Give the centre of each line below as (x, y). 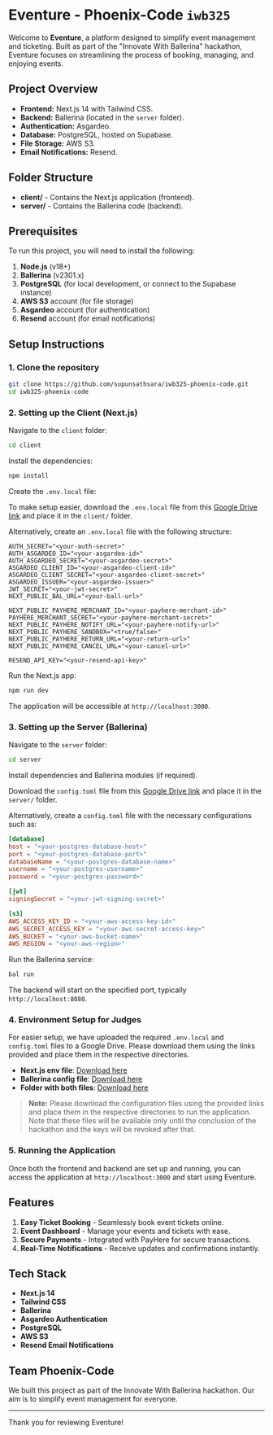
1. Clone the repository (54, 367)
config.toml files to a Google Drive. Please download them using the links (132, 1046)
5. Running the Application (62, 1151)
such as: (23, 824)
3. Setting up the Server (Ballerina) (78, 727)
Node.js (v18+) (45, 267)
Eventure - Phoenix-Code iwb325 (119, 15)
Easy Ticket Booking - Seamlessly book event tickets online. (122, 1222)
